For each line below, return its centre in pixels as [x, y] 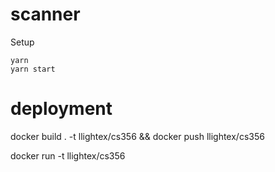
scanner [45, 14]
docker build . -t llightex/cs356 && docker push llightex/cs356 [137, 136]
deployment [61, 109]
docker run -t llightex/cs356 [68, 155]
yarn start [33, 69]
